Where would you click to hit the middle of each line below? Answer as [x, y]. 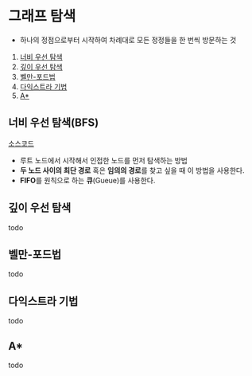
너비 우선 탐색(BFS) [54, 123]
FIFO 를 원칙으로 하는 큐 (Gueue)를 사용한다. [87, 180]
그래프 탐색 [42, 16]
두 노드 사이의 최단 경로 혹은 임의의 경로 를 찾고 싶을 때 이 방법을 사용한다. [132, 170]
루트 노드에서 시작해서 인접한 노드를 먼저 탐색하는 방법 [104, 160]
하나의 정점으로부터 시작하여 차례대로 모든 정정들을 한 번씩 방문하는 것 [128, 40]
